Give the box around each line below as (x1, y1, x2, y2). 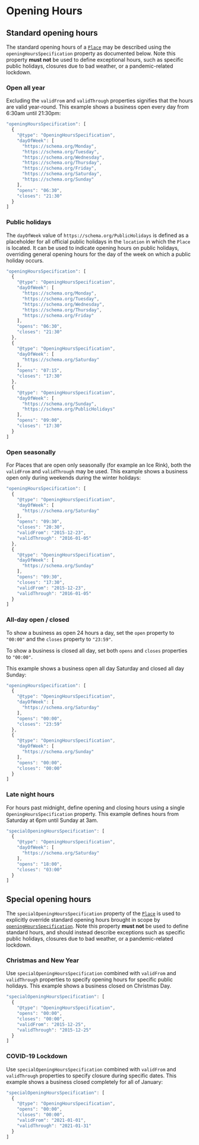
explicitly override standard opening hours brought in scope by (6, 916, 160, 923)
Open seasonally (6, 448, 56, 456)
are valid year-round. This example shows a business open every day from (6, 103, 189, 110)
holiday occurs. (6, 257, 44, 264)
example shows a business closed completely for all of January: (6, 1078, 163, 1085)
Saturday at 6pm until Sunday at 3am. (6, 817, 99, 824)
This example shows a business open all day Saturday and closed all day (6, 665, 184, 672)
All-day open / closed (6, 616, 70, 624)
